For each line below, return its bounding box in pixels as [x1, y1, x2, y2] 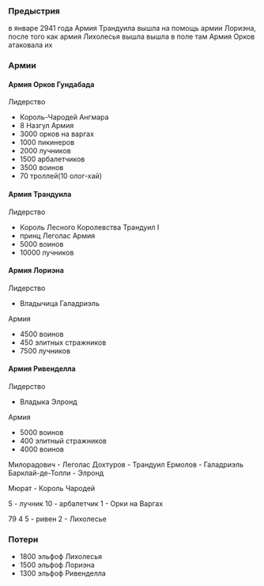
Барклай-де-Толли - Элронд [8, 468, 104, 478]
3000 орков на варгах [19, 129, 95, 139]
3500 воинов [19, 163, 64, 172]
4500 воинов [19, 329, 64, 338]
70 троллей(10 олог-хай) [19, 172, 103, 181]
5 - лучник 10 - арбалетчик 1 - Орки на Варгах [8, 499, 164, 508]
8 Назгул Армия [19, 121, 74, 130]
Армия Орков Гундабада [8, 79, 95, 89]
